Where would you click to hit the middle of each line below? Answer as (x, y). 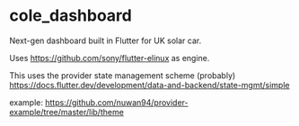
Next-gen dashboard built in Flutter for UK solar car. (106, 40)
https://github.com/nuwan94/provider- (116, 102)
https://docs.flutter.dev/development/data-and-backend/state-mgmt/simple (149, 85)
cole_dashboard (70, 16)
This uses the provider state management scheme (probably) (123, 75)
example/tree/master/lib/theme (66, 112)
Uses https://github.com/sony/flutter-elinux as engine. (110, 58)
